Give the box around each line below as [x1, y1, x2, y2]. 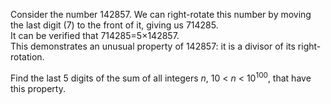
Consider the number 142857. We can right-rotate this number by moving [10, 9, 312, 20]
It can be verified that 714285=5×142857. [10, 30, 180, 41]
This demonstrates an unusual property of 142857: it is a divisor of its [10, 40, 296, 52]
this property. [10, 82, 66, 94]
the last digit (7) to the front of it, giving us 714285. [10, 19, 219, 31]
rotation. [10, 51, 45, 63]
